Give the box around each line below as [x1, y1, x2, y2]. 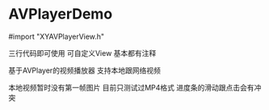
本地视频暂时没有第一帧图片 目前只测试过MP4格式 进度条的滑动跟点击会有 [8, 82, 254, 92]
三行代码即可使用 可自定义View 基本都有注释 [8, 48, 157, 57]
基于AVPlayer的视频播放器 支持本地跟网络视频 [8, 66, 162, 75]
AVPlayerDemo [8, 5, 113, 23]
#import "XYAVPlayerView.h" [8, 32, 105, 41]
